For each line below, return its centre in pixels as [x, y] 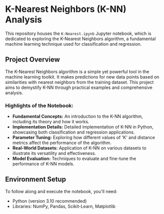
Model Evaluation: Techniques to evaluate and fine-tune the [74, 159]
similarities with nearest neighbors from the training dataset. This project [80, 82]
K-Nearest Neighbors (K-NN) [66, 9]
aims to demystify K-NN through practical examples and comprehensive [79, 87]
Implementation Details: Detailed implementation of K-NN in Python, [83, 127]
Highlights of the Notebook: [39, 105]
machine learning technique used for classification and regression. [73, 44]
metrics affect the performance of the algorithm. [62, 143]
